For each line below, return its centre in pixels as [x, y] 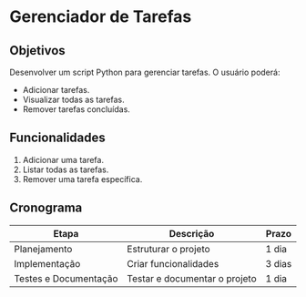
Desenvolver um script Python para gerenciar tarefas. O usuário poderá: [145, 72]
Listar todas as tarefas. [66, 169]
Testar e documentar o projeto [192, 278]
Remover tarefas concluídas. [76, 109]
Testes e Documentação [66, 278]
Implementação [47, 263]
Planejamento [43, 249]
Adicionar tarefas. [56, 90]
